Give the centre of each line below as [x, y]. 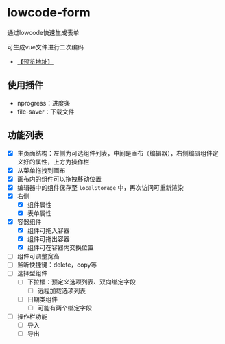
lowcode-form [49, 13]
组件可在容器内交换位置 [60, 247]
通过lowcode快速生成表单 [43, 32]
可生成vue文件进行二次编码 [46, 47]
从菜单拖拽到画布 [41, 170]
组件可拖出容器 [48, 239]
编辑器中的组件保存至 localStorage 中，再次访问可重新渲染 [100, 187]
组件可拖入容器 [48, 230]
